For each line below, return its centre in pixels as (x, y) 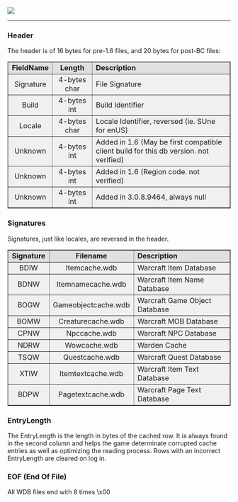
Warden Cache (162, 345)
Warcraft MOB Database (177, 321)
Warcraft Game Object (174, 300)
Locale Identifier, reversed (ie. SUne (155, 122)
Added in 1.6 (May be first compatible (159, 142)
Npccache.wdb (91, 333)
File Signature (118, 84)
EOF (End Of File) (37, 477)
